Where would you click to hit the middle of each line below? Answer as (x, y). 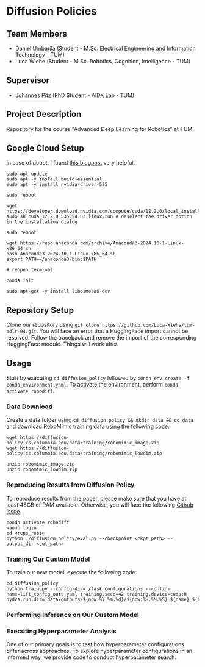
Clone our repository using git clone (53, 325)
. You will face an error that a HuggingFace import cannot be (112, 331)
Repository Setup (40, 310)
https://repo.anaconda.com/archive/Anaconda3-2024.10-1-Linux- (102, 243)
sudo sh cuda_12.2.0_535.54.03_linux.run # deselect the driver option (99, 217)
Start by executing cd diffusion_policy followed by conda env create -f (98, 378)
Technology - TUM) (40, 55)
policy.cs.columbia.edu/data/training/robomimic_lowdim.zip (85, 454)
